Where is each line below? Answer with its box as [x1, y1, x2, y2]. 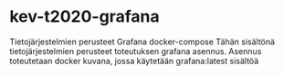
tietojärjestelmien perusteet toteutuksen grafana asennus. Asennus [9, 45, 262, 56]
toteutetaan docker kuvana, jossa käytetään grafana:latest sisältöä [9, 55, 259, 66]
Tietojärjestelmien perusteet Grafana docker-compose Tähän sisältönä [9, 36, 276, 47]
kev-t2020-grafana [9, 6, 160, 27]
